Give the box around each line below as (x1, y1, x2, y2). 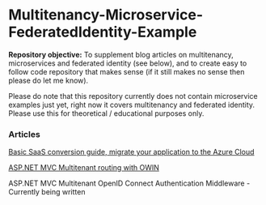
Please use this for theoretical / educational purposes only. (8, 108, 205, 118)
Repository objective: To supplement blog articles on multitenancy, (8, 49, 234, 59)
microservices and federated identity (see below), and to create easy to (8, 58, 247, 68)
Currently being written (8, 187, 86, 197)
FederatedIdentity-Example (8, 23, 197, 41)
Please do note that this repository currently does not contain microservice (8, 91, 259, 100)
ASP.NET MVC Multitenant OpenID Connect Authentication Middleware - (8, 178, 251, 188)
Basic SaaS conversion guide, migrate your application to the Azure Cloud (8, 147, 255, 157)
